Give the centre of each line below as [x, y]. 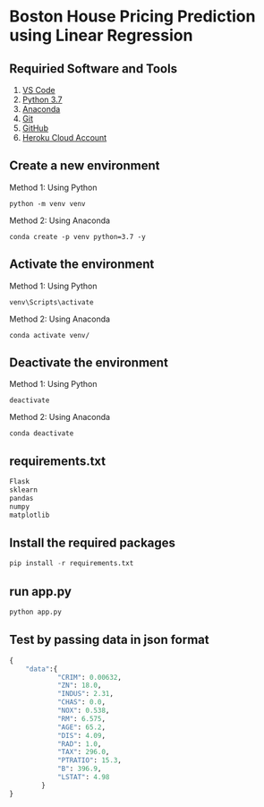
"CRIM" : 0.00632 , [89, 677]
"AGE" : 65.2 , [81, 727]
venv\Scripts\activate [51, 302]
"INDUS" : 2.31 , [85, 694]
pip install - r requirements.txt [72, 563]
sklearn [24, 490]
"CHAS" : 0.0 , [81, 702]
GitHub [35, 128]
